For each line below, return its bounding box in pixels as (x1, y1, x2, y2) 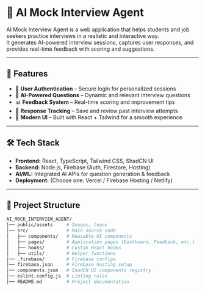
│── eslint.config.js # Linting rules (6, 273, 108, 279)
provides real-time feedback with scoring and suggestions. (6, 45, 155, 53)
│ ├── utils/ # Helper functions (6, 250, 116, 256)
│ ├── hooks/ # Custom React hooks (6, 245, 121, 251)
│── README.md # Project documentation (6, 279, 130, 285)
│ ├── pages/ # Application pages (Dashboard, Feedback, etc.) (6, 238, 195, 245)
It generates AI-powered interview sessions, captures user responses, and (6, 39, 194, 46)
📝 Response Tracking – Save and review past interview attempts (15, 107, 178, 114)
